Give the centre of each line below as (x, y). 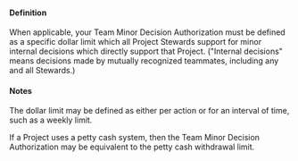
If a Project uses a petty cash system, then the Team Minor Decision (135, 138)
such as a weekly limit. (51, 120)
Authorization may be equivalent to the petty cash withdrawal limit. (132, 147)
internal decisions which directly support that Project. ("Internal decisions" (146, 51)
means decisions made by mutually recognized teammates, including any (144, 61)
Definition (28, 13)
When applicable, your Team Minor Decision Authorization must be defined (147, 32)
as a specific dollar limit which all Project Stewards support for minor (135, 42)
